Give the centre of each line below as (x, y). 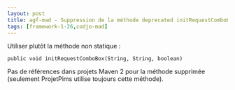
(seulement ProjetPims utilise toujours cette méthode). (86, 79)
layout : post (26, 13)
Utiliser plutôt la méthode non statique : (64, 46)
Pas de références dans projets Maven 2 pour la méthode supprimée (106, 72)
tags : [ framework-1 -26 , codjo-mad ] (58, 26)
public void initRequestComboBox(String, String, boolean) (95, 59)
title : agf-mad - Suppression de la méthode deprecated (90, 20)
